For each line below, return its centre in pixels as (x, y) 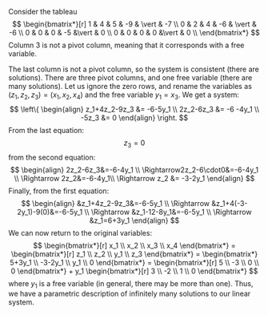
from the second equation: (52, 157)
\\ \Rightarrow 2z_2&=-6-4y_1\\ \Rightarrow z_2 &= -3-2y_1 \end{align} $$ (134, 178)
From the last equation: (46, 130)
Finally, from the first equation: (59, 191)
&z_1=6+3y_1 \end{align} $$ (134, 220)
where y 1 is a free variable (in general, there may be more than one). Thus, (131, 284)
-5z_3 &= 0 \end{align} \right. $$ (134, 117)
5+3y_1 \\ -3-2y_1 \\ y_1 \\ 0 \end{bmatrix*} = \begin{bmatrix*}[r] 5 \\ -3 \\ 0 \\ (134, 262)
